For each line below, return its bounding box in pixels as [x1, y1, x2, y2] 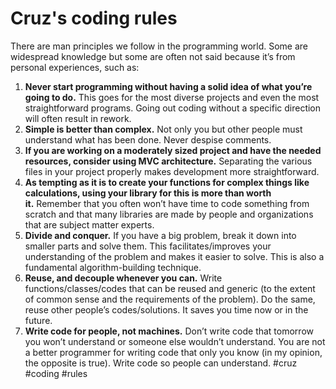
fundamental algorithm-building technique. [24, 261, 202, 273]
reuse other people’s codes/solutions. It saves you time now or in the [24, 303, 309, 316]
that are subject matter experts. [24, 218, 155, 231]
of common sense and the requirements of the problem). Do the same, [24, 293, 316, 305]
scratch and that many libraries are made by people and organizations [24, 208, 314, 220]
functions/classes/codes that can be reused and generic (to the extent [24, 282, 316, 294]
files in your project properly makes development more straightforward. [24, 165, 320, 177]
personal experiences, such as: [10, 61, 140, 73]
